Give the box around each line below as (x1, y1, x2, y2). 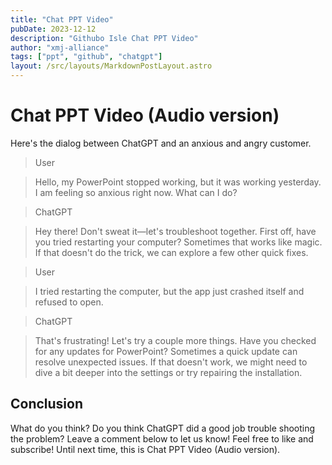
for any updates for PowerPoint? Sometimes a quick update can (34, 345, 298, 357)
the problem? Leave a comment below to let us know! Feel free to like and (10, 432, 314, 445)
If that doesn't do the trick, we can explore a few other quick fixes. (34, 246, 309, 258)
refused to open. (34, 296, 104, 308)
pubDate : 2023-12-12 (10, 24, 97, 34)
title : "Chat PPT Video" (10, 14, 114, 25)
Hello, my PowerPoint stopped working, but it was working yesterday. (34, 176, 322, 188)
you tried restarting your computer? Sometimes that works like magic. (34, 236, 323, 248)
